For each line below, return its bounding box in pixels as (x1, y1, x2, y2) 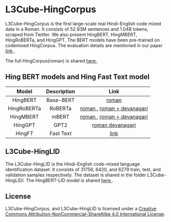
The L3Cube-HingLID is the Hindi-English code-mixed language (5, 160, 140, 167)
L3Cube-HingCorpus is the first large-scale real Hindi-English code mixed (5, 21, 161, 27)
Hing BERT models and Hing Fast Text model (5, 73, 150, 82)
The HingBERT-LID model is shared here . (26, 177, 114, 183)
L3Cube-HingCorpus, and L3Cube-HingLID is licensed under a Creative (5, 206, 157, 212)
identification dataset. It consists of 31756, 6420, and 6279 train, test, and (5, 166, 161, 172)
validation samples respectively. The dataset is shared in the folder (5, 172, 146, 178)
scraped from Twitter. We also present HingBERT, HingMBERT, (5, 31, 137, 37)
